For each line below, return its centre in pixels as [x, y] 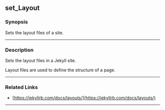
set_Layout [23, 8]
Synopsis [16, 22]
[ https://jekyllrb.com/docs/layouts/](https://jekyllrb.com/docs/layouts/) [84, 98]
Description [19, 50]
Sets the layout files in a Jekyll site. [41, 60]
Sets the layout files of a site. [34, 33]
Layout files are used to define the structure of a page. [60, 70]
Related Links [22, 87]
